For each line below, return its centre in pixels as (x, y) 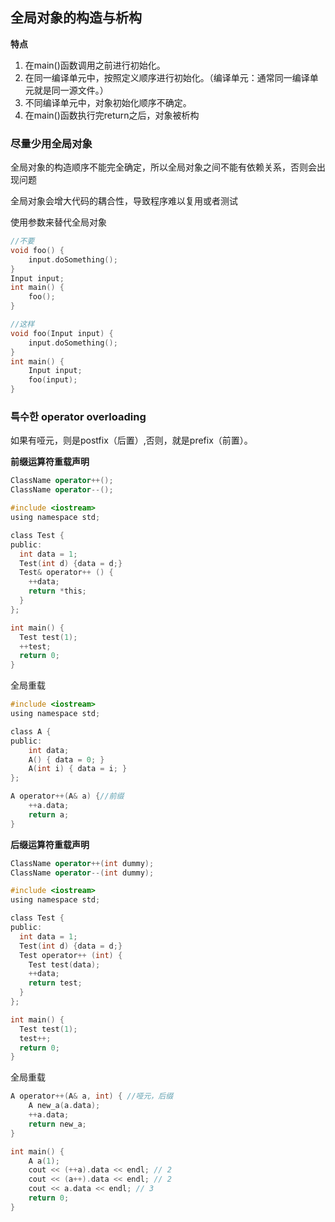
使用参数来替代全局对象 (58, 222)
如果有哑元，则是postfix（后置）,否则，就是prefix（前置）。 (131, 440)
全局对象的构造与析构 (76, 18)
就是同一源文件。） (71, 90)
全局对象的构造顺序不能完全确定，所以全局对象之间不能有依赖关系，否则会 (163, 167)
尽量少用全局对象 (51, 143)
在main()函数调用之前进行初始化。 (95, 65)
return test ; (55, 983)
